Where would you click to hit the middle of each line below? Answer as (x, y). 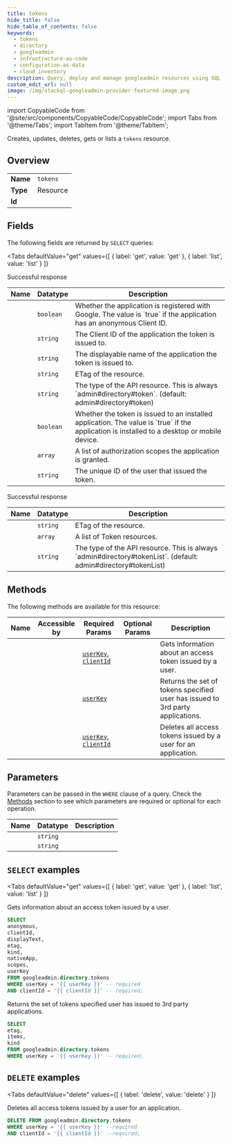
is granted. (92, 460)
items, (17, 1037)
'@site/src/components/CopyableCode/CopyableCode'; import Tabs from (112, 118)
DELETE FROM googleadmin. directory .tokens (69, 1120)
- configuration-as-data (49, 65)
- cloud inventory (40, 71)
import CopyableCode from (46, 111)
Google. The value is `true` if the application (146, 314)
